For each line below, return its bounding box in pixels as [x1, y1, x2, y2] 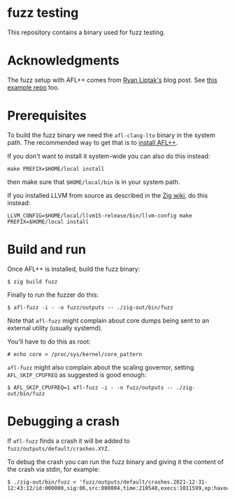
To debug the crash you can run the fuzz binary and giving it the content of [7, 457, 224, 466]
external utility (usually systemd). [7, 323, 103, 332]
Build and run [7, 241, 86, 257]
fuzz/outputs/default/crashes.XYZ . [7, 444, 110, 452]
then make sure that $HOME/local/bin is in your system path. [7, 177, 180, 186]
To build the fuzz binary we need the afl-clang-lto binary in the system [7, 131, 215, 139]
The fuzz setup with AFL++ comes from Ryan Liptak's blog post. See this [7, 76, 218, 84]
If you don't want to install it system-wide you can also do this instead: [7, 152, 211, 160]
